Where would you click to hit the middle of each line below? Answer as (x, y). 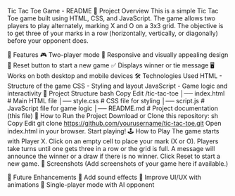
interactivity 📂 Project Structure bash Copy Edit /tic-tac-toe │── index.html (116, 93)
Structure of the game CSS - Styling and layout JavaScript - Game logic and (118, 86)
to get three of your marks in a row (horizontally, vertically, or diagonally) (113, 33)
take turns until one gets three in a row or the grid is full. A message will (111, 149)
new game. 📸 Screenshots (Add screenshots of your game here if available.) (118, 164)
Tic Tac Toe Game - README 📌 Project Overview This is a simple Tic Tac (113, 11)
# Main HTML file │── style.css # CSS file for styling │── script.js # (106, 101)
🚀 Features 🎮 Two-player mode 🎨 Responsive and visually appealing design (118, 55)
